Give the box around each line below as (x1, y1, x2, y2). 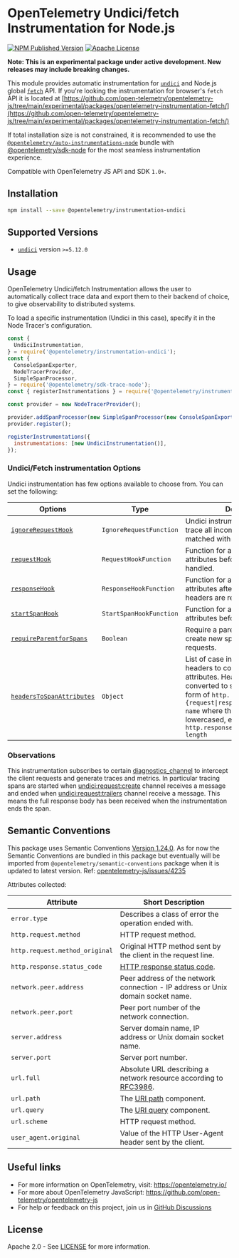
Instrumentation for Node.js (7, 20, 176, 36)
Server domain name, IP (119, 1023, 201, 1033)
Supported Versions (7, 227, 98, 239)
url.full (11, 1074, 41, 1082)
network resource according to (119, 1073, 223, 1083)
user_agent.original (11, 1133, 80, 1141)
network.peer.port (11, 1008, 73, 1016)
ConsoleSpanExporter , (14, 361, 78, 368)
